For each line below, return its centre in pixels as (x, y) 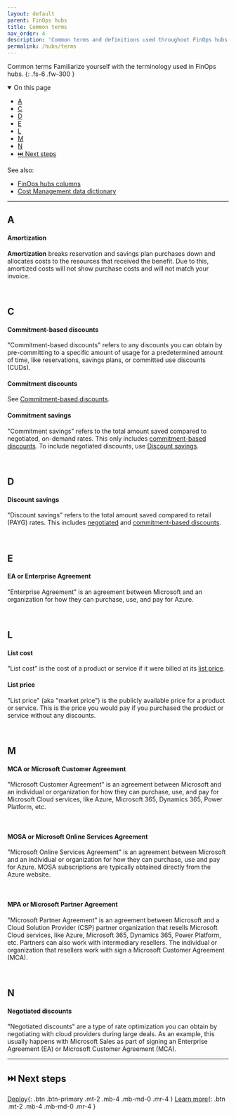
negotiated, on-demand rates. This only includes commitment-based (107, 438)
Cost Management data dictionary (67, 191)
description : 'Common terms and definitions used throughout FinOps (110, 40)
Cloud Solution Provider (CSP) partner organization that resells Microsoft (112, 927)
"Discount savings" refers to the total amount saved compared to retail (110, 515)
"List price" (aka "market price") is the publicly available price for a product (116, 700)
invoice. (19, 276)
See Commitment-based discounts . (59, 399)
